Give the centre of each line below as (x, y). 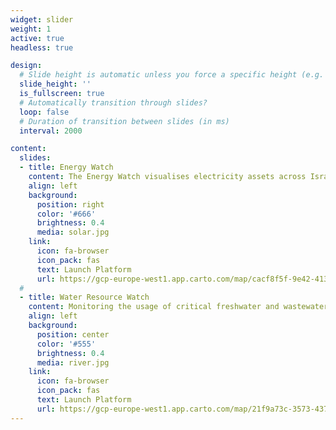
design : (26, 66)
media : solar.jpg (73, 232)
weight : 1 (31, 29)
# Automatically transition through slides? (113, 102)
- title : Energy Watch (66, 167)
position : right (70, 204)
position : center (73, 334)
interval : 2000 (51, 131)
